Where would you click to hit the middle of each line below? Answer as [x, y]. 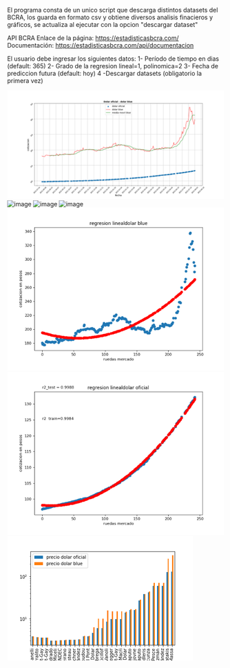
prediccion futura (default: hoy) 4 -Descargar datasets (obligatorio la [104, 73]
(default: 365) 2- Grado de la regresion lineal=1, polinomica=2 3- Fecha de [113, 66]
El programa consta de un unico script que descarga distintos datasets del [113, 10]
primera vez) [25, 81]
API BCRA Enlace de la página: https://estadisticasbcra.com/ [93, 38]
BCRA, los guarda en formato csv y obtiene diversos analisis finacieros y [110, 17]
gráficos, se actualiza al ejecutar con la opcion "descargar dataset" [103, 24]
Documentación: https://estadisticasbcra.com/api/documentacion [101, 45]
